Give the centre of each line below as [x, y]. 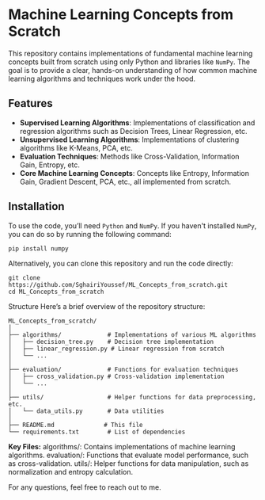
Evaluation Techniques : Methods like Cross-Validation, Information [129, 156]
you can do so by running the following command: [90, 234]
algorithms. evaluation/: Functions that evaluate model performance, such [129, 455]
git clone [25, 278]
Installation [36, 206]
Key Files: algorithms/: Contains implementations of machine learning [122, 447]
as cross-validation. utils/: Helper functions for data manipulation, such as [129, 464]
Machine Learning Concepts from [121, 15]
